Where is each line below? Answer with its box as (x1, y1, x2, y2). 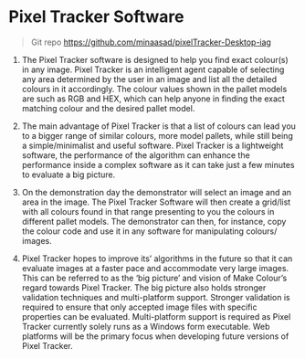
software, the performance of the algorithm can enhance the (21, 149, 250, 161)
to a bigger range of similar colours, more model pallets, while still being (21, 130, 293, 141)
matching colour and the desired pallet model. (21, 102, 195, 113)
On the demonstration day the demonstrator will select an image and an (21, 186, 292, 197)
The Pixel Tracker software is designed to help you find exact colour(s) (21, 54, 289, 65)
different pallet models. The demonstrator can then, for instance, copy (21, 216, 287, 227)
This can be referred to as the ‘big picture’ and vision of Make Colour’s (21, 272, 288, 283)
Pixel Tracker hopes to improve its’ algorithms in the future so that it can (21, 253, 293, 264)
